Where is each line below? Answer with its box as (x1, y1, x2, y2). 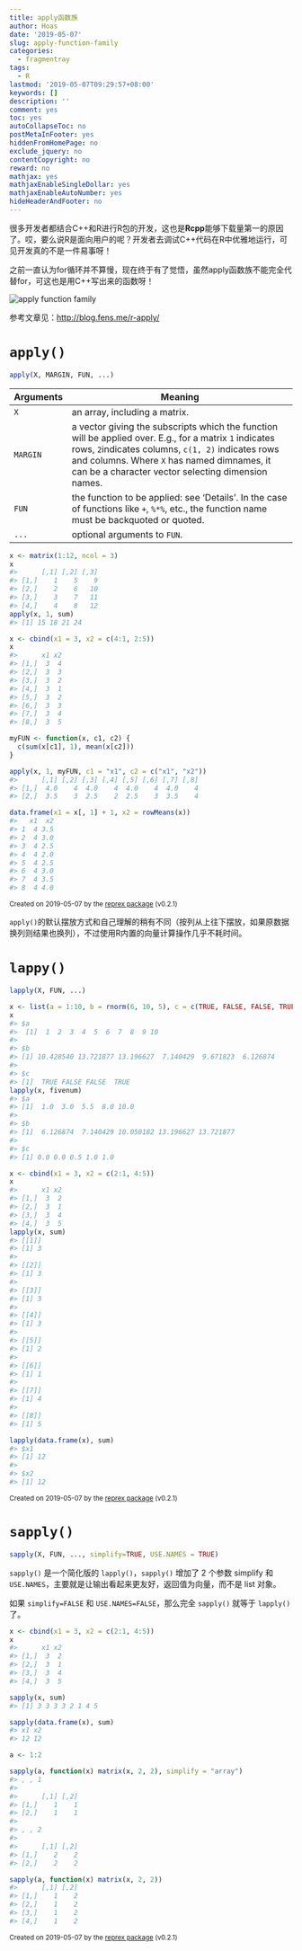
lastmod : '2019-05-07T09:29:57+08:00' (9, 80, 155, 89)
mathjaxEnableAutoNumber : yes (9, 189, 123, 198)
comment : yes (9, 105, 58, 114)
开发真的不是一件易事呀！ (16, 244, 112, 256)
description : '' (9, 96, 70, 106)
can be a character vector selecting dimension (71, 465, 268, 477)
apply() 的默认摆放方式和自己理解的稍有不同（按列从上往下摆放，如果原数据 (9, 917, 290, 927)
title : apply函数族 (9, 13, 78, 22)
